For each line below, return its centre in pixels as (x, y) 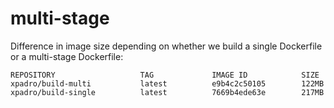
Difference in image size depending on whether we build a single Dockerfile (166, 46)
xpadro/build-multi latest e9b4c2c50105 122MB (167, 83)
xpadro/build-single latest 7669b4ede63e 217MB (167, 92)
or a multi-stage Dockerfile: (67, 56)
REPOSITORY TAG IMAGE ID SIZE (165, 75)
